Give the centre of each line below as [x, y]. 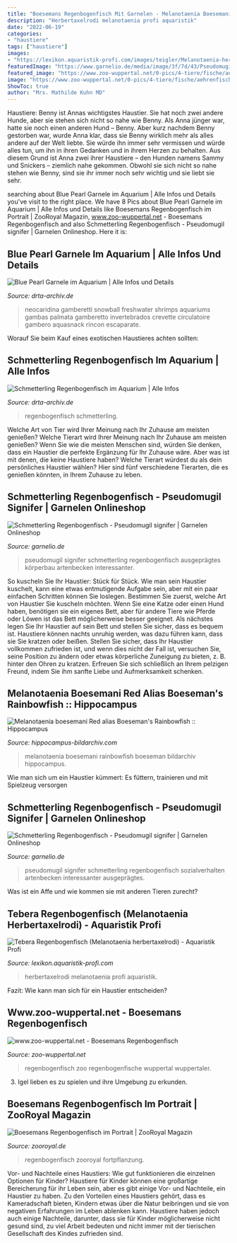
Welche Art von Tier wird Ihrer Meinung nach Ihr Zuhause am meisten [108, 429]
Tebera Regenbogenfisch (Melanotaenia [98, 914]
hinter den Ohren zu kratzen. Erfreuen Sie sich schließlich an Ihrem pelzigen [118, 664]
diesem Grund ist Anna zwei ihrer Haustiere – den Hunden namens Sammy [116, 158]
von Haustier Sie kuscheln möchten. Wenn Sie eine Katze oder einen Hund [116, 603]
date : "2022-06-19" [36, 27]
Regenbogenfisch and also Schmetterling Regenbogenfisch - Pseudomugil [116, 224]
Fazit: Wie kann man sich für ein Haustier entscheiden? [87, 990]
